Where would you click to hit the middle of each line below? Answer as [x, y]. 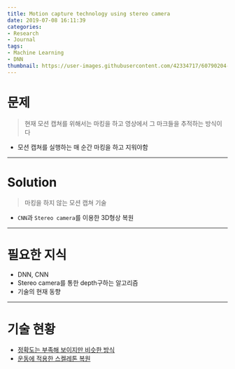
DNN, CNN [33, 274]
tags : [15, 46]
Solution [32, 182]
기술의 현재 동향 [39, 292]
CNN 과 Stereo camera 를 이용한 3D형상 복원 [76, 217]
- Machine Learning [36, 53]
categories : [24, 27]
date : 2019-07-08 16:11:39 [47, 20]
